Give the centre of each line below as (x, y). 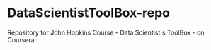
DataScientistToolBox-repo (89, 13)
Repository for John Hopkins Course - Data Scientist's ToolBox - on (106, 32)
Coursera (21, 39)
